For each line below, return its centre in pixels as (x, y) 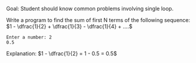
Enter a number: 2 (29, 37)
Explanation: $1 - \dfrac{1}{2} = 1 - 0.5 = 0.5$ (62, 53)
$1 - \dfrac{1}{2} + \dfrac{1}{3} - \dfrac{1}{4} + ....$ (69, 26)
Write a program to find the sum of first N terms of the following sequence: (98, 20)
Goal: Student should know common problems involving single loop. (90, 9)
